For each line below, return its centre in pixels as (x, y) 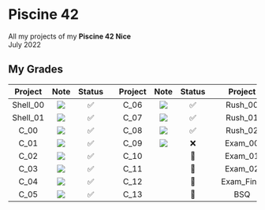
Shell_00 (28, 105)
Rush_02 (242, 130)
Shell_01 (28, 117)
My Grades (36, 70)
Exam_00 (242, 143)
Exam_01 (242, 156)
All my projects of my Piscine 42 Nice (70, 36)
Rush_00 (242, 105)
